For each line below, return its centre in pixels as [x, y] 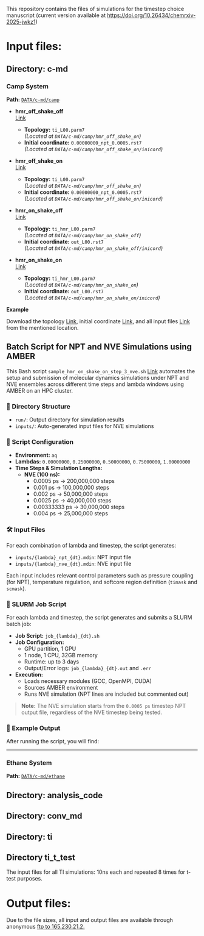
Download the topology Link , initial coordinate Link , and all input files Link [98, 321]
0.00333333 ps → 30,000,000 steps [79, 507]
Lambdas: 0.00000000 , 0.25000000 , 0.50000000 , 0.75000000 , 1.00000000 [103, 462]
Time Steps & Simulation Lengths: [59, 468]
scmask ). [16, 588]
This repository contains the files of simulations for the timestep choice [95, 9]
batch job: [19, 624]
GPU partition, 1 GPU [50, 648]
